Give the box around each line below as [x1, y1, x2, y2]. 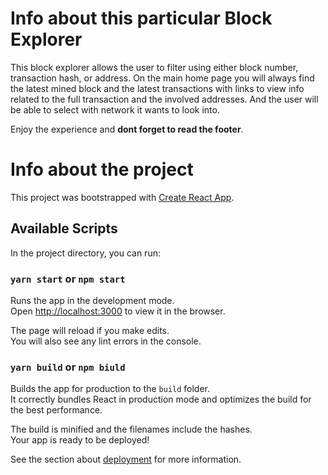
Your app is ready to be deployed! [10, 434, 150, 446]
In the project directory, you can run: [10, 247, 161, 259]
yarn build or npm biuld [10, 360, 126, 374]
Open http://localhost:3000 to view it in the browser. [10, 305, 226, 317]
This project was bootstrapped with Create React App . [10, 191, 235, 203]
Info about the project [10, 158, 194, 181]
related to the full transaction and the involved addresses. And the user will [10, 93, 319, 105]
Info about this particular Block [10, 7, 273, 30]
